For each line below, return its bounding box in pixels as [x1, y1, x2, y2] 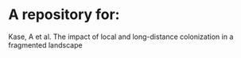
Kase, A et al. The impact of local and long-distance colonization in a [8, 32, 234, 41]
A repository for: [8, 6, 120, 24]
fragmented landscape [8, 40, 83, 49]
